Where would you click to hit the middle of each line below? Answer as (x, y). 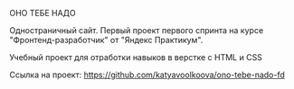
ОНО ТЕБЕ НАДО (43, 13)
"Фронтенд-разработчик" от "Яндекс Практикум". (106, 40)
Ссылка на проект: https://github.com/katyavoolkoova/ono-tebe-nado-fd (147, 75)
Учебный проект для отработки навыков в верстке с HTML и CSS (136, 57)
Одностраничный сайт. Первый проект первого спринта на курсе (137, 30)
